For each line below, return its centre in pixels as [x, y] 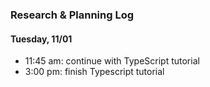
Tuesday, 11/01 [41, 39]
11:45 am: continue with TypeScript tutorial [112, 61]
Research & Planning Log [72, 15]
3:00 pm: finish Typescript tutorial [94, 72]
